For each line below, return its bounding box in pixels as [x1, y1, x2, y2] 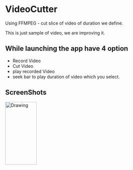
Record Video [12, 58, 41, 64]
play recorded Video [12, 68, 55, 74]
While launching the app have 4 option [5, 44, 128, 53]
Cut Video [12, 63, 34, 69]
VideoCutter [5, 4, 58, 15]
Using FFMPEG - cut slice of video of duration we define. [5, 20, 123, 26]
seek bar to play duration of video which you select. [12, 74, 120, 80]
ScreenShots [5, 88, 47, 97]
